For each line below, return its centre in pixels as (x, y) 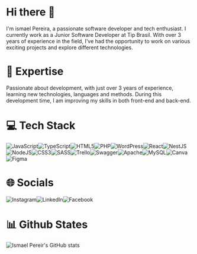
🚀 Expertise (35, 72)
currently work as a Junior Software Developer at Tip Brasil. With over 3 (94, 34)
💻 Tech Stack (41, 126)
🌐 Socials (30, 183)
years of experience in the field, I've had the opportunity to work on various (98, 41)
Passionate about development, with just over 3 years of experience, (90, 88)
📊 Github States (47, 224)
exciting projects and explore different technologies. (70, 47)
